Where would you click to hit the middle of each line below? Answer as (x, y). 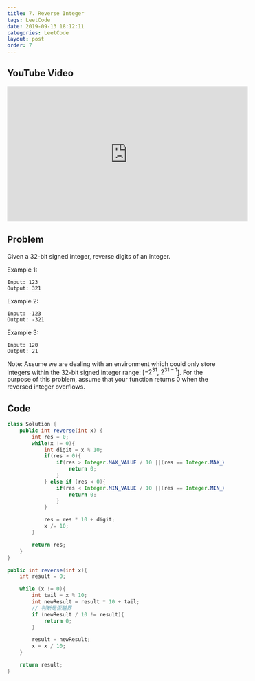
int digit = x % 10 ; (73, 450)
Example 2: (23, 301)
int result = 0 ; (43, 576)
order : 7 (20, 45)
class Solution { (32, 424)
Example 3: (23, 332)
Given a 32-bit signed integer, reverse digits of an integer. (89, 256)
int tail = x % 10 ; (60, 596)
